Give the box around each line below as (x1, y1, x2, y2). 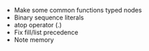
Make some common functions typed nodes (13, 6, 142, 14)
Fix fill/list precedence (13, 28, 79, 36)
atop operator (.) (13, 21, 62, 29)
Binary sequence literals (13, 13, 84, 22)
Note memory (13, 36, 54, 44)
